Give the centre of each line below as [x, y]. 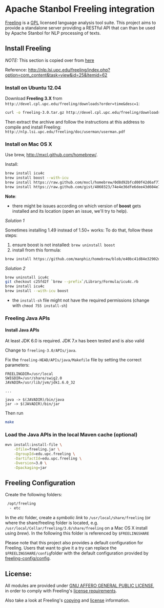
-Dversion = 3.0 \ [31, 463]
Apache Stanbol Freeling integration [80, 9]
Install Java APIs [22, 330]
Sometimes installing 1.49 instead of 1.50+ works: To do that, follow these [79, 230]
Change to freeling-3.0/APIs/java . [41, 350]
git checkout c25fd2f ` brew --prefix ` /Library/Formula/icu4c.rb [72, 282]
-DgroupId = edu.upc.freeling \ [45, 454]
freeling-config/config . [28, 558]
